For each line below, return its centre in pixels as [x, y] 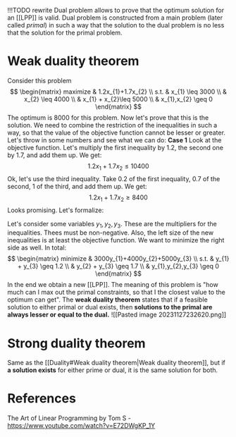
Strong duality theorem [76, 343]
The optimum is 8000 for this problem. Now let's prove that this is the [108, 117]
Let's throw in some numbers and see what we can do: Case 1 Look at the [114, 140]
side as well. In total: [37, 248]
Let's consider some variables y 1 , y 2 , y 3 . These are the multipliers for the [112, 224]
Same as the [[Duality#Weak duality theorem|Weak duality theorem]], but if [116, 363]
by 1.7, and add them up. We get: [55, 155]
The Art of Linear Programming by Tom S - [69, 418]
